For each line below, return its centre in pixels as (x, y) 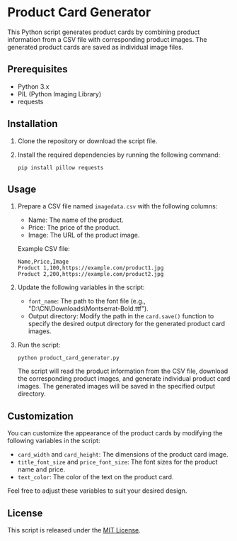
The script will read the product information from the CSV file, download (123, 371)
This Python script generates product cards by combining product (104, 32)
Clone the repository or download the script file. (87, 141)
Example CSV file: (44, 249)
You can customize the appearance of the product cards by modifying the (115, 433)
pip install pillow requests (60, 167)
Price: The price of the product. (74, 228)
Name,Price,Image (43, 262)
